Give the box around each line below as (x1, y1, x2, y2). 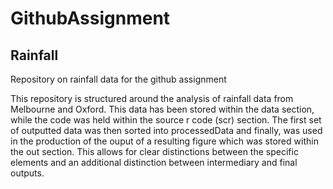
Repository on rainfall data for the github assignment (10, 73, 227, 85)
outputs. (10, 167, 45, 179)
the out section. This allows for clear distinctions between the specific (10, 146, 299, 157)
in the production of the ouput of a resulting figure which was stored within (10, 135, 319, 147)
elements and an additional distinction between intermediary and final (10, 157, 298, 168)
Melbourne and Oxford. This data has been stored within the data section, (10, 103, 315, 115)
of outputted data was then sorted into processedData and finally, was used (10, 125, 323, 136)
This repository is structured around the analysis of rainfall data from (10, 93, 294, 104)
